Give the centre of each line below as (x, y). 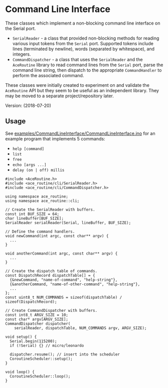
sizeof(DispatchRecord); (31, 302)
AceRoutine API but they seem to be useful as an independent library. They (82, 90)
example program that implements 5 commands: (55, 138)
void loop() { (20, 372)
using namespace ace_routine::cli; (42, 201)
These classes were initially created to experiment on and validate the (77, 85)
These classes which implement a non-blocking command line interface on (83, 23)
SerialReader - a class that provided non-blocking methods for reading (86, 38)
